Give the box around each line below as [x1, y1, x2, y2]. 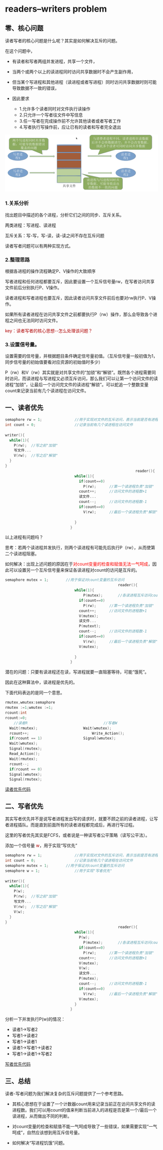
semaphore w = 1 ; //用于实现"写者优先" [5, 868, 113, 873]
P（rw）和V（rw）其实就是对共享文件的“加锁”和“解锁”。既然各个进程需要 [5, 370, 152, 376]
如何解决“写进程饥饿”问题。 [12, 1140, 67, 1146]
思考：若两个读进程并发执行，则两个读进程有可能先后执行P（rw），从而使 [5, 545, 151, 551]
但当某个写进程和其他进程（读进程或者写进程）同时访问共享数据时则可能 [12, 79, 157, 85]
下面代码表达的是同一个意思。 [5, 690, 65, 696]
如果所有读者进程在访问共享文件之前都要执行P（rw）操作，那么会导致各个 [5, 311, 153, 317]
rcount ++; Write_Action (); [9, 731, 125, 736]
